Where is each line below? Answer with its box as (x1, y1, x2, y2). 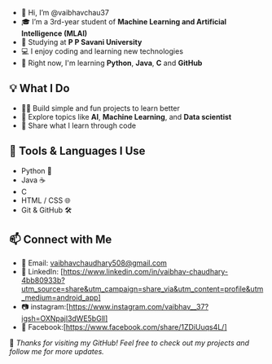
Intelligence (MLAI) (20, 29, 88, 38)
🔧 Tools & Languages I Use (9, 144, 146, 158)
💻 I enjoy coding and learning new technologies (20, 46, 184, 56)
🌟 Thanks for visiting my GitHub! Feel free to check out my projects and (9, 338, 250, 348)
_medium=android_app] (20, 293, 101, 303)
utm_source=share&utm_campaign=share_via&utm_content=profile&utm (20, 284, 264, 294)
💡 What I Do (9, 81, 70, 95)
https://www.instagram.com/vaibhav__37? (68, 302, 209, 312)
